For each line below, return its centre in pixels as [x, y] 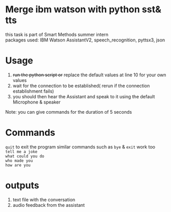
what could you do [25, 156]
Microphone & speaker [36, 102]
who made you [19, 161]
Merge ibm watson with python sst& [83, 9]
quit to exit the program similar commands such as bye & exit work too [80, 146]
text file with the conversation [44, 199]
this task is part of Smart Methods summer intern [57, 34]
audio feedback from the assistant [49, 205]
